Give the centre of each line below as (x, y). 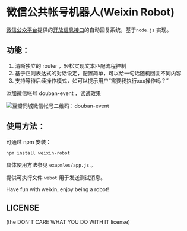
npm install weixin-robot (38, 153)
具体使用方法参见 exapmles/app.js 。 (51, 164)
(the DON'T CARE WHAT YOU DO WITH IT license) (68, 222)
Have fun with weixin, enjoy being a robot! (58, 189)
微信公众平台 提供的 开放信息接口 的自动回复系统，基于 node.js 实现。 (89, 30)
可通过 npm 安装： (29, 142)
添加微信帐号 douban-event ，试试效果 (53, 93)
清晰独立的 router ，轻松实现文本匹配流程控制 (70, 65)
